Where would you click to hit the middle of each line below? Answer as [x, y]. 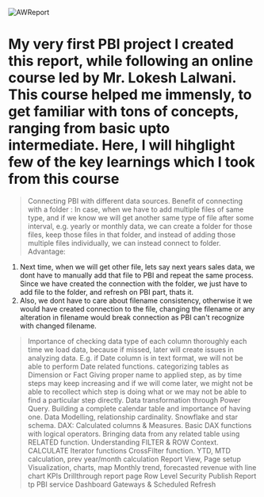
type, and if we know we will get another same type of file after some [141, 217]
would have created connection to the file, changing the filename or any [137, 308]
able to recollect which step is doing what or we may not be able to [137, 392]
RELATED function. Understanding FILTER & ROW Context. [123, 442]
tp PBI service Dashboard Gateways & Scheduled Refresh [122, 484]
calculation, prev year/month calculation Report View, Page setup [134, 459]
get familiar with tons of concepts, [124, 112]
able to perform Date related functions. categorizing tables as [128, 366]
